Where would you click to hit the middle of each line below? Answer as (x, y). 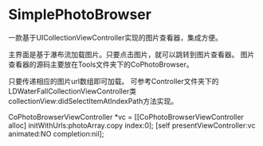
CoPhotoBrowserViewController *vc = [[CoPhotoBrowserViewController (126, 117)
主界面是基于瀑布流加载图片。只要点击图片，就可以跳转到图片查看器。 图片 (131, 54)
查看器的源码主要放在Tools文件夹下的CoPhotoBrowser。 (101, 64)
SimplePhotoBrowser (80, 15)
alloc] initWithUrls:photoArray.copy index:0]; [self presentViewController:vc (132, 125)
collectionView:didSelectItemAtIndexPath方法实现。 (93, 101)
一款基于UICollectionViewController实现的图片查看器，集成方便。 (116, 37)
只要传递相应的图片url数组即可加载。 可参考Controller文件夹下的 (114, 81)
